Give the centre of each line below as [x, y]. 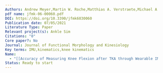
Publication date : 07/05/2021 [36, 23]
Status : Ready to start [29, 63]
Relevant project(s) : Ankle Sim [38, 32]
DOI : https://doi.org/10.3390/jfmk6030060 [49, 18]
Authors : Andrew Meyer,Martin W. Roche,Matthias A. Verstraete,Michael [79, 9]
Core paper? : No [21, 41]
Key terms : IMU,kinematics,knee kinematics [50, 49]
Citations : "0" [20, 36]
